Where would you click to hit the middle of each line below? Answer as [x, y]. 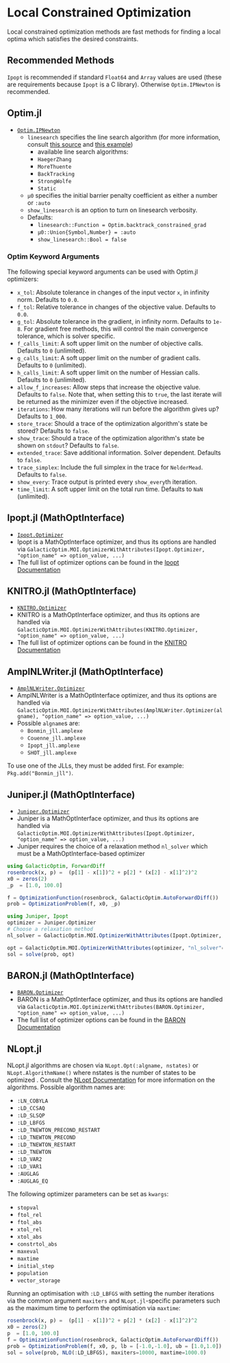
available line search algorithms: [83, 152]
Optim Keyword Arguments [53, 257]
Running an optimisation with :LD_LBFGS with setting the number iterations [111, 1294]
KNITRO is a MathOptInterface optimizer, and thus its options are [108, 615]
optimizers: [23, 278]
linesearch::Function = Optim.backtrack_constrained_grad [122, 225]
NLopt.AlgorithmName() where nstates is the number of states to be [102, 1073]
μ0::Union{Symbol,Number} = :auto [87, 232]
